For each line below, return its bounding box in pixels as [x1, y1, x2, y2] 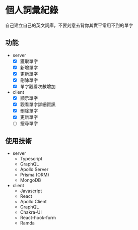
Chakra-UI [20, 209, 42, 215]
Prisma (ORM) [20, 172, 49, 178]
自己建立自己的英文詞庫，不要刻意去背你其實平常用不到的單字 [5, 22, 133, 28]
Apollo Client [20, 199, 47, 205]
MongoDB [20, 177, 41, 183]
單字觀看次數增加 [20, 84, 56, 89]
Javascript [20, 188, 42, 194]
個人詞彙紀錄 [5, 5, 59, 16]
